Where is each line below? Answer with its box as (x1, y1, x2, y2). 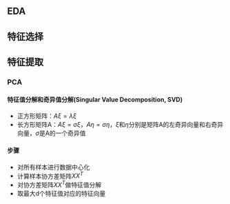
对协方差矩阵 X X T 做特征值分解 (17, 179, 102, 189)
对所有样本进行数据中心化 (17, 163, 90, 171)
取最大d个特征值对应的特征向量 (17, 189, 106, 197)
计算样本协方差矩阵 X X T (17, 170, 84, 180)
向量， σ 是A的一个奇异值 (17, 129, 86, 137)
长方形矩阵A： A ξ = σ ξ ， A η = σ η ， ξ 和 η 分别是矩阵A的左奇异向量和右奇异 (17, 121, 224, 129)
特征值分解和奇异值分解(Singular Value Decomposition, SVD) (7, 95, 183, 103)
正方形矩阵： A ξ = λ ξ (17, 112, 77, 120)
